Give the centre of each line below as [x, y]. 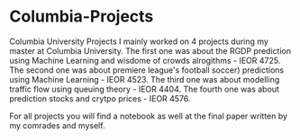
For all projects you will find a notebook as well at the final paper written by [149, 116]
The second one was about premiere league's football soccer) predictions [147, 70]
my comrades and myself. [57, 125]
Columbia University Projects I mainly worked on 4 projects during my [139, 41]
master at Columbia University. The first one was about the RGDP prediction [150, 50]
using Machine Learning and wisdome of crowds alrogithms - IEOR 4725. [145, 60]
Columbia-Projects [82, 17]
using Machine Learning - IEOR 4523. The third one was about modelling [145, 79]
